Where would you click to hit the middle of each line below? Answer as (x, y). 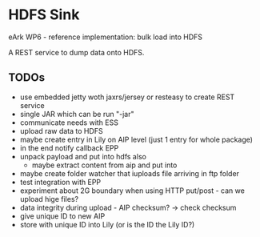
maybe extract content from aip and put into (104, 165)
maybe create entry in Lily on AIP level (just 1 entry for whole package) (136, 139)
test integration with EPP (60, 182)
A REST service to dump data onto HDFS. (76, 52)
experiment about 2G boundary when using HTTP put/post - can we (132, 191)
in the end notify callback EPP (69, 148)
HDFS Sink (44, 15)
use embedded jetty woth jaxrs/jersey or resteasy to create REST (127, 97)
